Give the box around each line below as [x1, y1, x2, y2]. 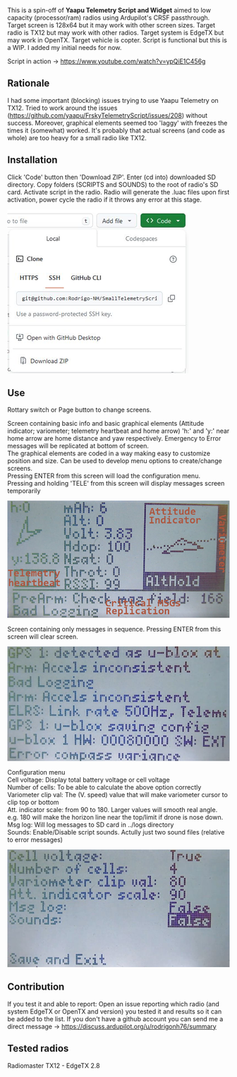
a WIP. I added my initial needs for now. [7, 44, 122, 51]
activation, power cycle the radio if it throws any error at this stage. [7, 195, 202, 204]
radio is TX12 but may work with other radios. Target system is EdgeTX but [7, 28, 224, 37]
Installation [7, 154, 58, 166]
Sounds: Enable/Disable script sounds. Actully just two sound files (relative [7, 828, 225, 837]
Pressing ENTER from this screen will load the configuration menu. [7, 472, 201, 480]
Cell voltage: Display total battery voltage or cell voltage [7, 775, 171, 784]
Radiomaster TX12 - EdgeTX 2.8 [7, 1061, 100, 1070]
